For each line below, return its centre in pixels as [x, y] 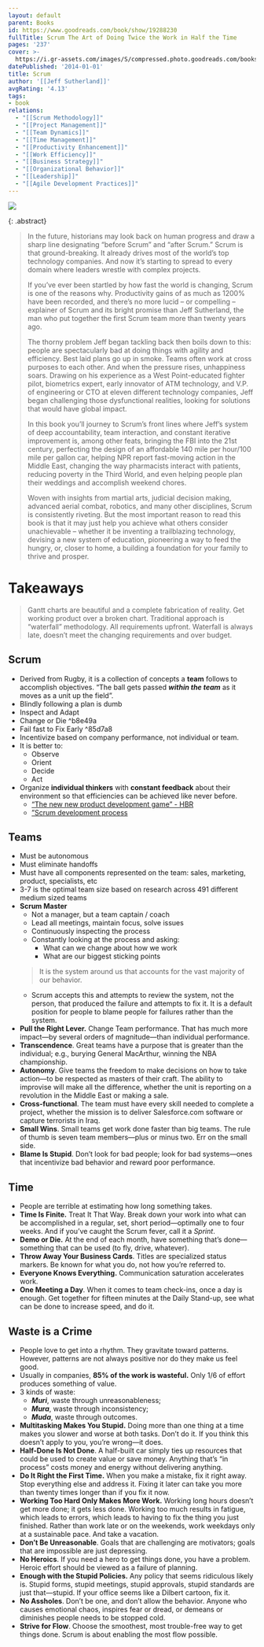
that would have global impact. [77, 408]
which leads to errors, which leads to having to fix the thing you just [129, 1517]
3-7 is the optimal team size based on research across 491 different [128, 889]
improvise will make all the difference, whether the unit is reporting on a [135, 1088]
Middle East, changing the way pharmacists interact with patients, [134, 466]
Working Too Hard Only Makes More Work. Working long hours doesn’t [136, 1501]
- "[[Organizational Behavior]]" [70, 169]
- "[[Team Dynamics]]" [52, 132]
